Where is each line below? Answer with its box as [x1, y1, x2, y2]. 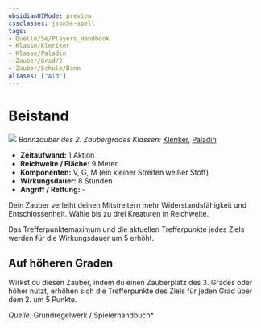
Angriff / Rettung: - [19, 184, 86, 194]
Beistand [8, 107, 70, 125]
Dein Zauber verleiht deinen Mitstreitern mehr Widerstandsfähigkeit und [8, 200, 247, 210]
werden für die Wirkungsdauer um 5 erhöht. [8, 233, 155, 242]
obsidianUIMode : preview [8, 11, 92, 20]
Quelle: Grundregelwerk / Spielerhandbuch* [8, 310, 155, 320]
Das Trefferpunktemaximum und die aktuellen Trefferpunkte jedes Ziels [8, 224, 245, 234]
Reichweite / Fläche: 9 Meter [19, 158, 118, 168]
